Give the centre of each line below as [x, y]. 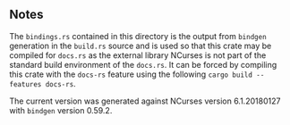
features [26, 84]
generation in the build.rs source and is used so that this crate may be [141, 46]
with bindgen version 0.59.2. [61, 110]
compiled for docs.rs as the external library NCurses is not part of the [138, 55]
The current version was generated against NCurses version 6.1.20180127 [145, 101]
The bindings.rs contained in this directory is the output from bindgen [138, 36]
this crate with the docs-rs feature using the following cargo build [131, 74]
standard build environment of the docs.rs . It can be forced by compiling [143, 64]
